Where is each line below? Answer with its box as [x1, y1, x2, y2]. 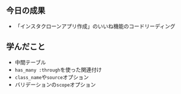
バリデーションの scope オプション [14, 81, 96, 88]
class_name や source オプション [14, 73, 89, 80]
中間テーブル [14, 58, 46, 65]
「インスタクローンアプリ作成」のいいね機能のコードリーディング [14, 23, 176, 30]
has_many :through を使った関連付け [14, 66, 102, 73]
